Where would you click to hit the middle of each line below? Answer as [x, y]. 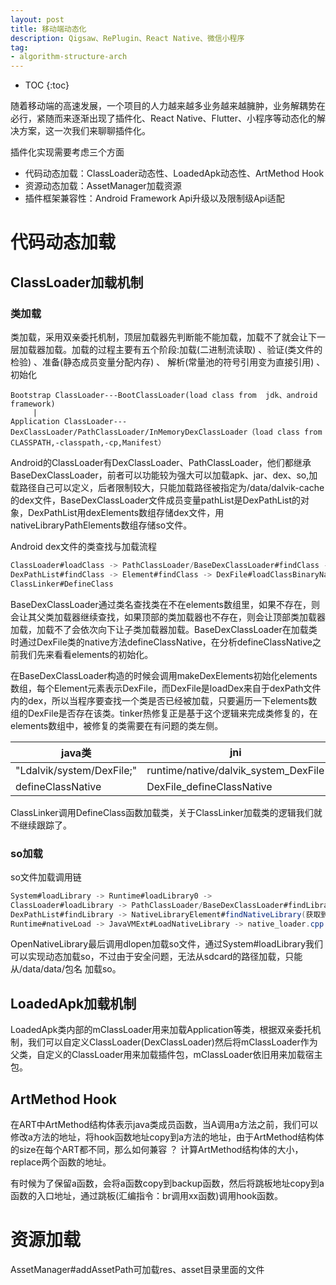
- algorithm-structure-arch [69, 57]
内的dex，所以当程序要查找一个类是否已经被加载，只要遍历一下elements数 [164, 700]
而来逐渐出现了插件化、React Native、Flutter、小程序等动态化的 [185, 118]
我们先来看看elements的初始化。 [86, 654]
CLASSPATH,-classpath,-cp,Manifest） [88, 443]
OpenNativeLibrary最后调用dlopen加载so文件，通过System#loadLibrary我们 [167, 944]
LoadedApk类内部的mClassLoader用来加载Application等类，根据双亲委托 [161, 1030]
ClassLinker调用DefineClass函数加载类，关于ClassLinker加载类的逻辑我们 [162, 812]
